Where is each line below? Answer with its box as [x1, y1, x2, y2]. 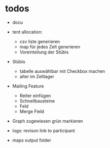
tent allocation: [12, 29, 43, 35]
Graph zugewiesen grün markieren [12, 118, 83, 124]
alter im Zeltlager [19, 73, 54, 79]
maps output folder [12, 137, 52, 143]
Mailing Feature [12, 83, 44, 89]
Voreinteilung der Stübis [19, 49, 69, 55]
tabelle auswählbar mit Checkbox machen [19, 68, 105, 74]
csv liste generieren [19, 38, 60, 45]
